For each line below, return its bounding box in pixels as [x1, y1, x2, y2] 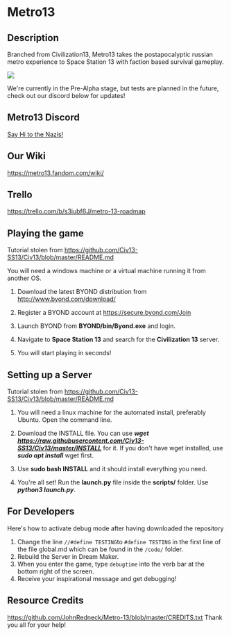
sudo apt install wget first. [17, 451, 94, 459]
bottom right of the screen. [17, 567, 95, 576]
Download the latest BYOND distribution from [17, 288, 147, 296]
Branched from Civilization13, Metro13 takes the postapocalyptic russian [7, 50, 214, 58]
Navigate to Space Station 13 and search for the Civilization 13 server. [17, 335, 220, 344]
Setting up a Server [7, 369, 92, 381]
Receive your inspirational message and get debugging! [17, 574, 177, 582]
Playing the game [7, 227, 85, 239]
